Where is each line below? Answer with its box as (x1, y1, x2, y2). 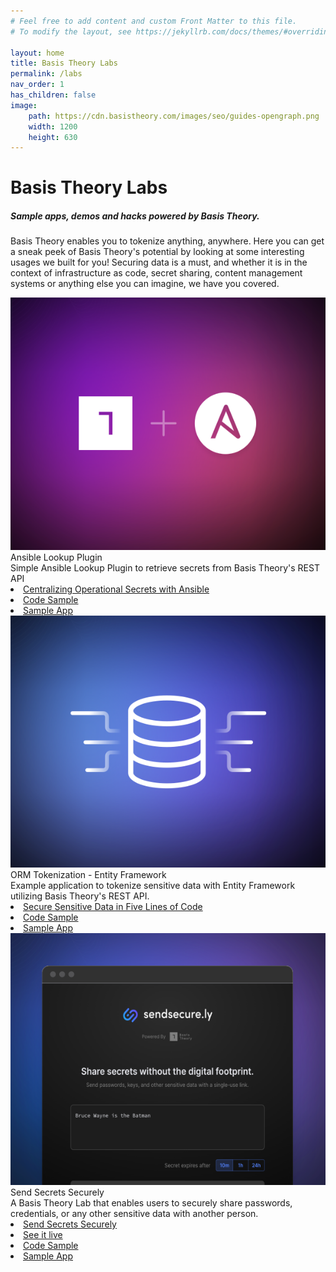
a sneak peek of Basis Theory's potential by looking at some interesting (10, 246, 305, 258)
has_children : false (10, 90, 97, 100)
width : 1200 (28, 121, 78, 132)
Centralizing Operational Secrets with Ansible (23, 583, 210, 595)
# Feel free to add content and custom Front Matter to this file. (10, 16, 298, 26)
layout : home (10, 48, 65, 58)
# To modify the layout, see (10, 26, 132, 37)
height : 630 (28, 132, 78, 142)
